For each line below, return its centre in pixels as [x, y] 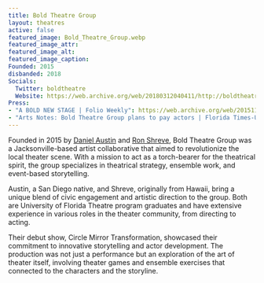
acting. [19, 222]
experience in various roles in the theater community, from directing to [122, 214]
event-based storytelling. [49, 173]
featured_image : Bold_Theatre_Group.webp [77, 37]
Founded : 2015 [31, 67]
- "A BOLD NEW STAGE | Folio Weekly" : [71, 111]
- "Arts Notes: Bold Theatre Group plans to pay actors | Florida [119, 118]
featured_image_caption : [49, 60]
